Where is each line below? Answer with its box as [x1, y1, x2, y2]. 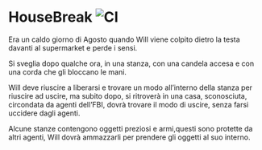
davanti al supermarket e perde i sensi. [8, 43, 138, 52]
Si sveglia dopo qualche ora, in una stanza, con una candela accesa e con [8, 59, 255, 68]
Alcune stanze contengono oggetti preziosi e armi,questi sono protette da [8, 124, 253, 133]
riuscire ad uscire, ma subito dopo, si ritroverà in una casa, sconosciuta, [8, 91, 247, 100]
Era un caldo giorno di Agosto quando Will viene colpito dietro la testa [8, 34, 240, 44]
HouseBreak [8, 8, 93, 26]
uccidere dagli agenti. [8, 108, 81, 118]
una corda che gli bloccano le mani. [8, 67, 127, 76]
